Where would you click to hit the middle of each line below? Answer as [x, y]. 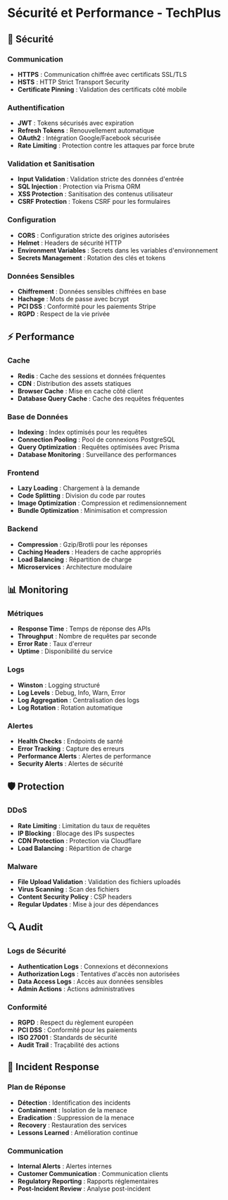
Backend [23, 529]
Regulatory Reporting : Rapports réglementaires [88, 1181]
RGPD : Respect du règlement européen [75, 1022]
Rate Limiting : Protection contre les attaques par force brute [106, 145]
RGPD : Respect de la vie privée [64, 314]
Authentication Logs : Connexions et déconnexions [93, 966]
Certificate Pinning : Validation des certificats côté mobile [102, 89]
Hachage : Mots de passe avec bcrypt [73, 299]
